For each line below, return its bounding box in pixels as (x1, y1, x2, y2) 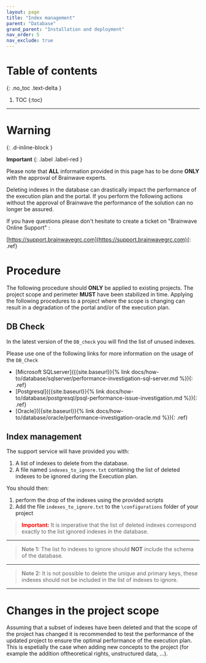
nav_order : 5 (6, 32, 40, 38)
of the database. (21, 552, 63, 559)
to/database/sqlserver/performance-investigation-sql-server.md (15, 374, 178, 382)
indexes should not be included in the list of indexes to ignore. (21, 576, 178, 584)
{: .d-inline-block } (6, 144, 53, 151)
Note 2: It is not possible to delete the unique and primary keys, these (21, 570, 198, 577)
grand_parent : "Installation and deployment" (6, 26, 124, 33)
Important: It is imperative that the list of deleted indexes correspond (21, 521, 197, 529)
